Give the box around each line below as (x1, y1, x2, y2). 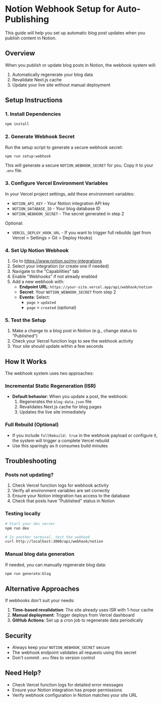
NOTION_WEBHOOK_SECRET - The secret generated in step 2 (12, 210, 125, 216)
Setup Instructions (5, 96, 63, 104)
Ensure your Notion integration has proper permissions (12, 687, 123, 693)
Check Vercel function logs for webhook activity (12, 482, 109, 488)
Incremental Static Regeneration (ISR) (5, 382, 96, 389)
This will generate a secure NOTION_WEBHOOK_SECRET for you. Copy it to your (5, 162, 154, 169)
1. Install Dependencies (5, 111, 61, 117)
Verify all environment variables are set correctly (12, 488, 110, 494)
